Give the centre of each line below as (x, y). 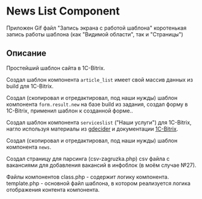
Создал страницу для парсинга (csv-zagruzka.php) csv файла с (88, 158)
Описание (26, 54)
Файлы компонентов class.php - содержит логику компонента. (88, 177)
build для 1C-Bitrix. (30, 86)
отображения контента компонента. (53, 189)
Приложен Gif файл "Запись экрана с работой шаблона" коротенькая (96, 28)
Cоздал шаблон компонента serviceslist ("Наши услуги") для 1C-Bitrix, (99, 122)
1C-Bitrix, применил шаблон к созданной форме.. (70, 111)
